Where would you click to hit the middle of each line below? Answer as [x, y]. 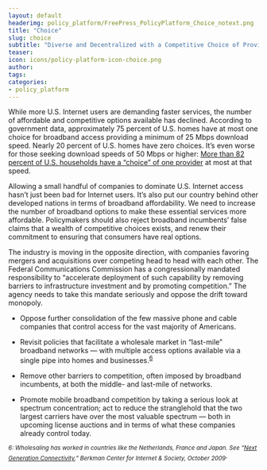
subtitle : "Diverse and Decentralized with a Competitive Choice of [124, 45]
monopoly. [26, 303]
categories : [28, 82]
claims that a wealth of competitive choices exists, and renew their [117, 229]
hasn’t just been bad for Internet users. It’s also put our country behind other [133, 195]
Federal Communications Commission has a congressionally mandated [124, 269]
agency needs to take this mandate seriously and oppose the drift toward [128, 295]
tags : [17, 75]
